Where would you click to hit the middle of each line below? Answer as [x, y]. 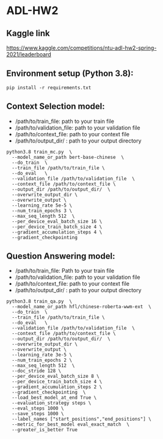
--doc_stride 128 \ [37, 371]
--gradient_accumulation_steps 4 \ [57, 232]
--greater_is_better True [45, 430]
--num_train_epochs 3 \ [42, 211]
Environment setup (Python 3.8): [70, 74]
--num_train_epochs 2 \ [42, 360]
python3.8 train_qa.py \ [39, 301]
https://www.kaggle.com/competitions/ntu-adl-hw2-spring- [81, 48]
